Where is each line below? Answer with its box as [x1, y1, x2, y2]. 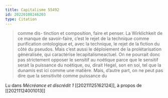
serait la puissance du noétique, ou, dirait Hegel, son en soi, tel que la [17, 62, 161, 68]
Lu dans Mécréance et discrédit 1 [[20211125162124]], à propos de [5, 82, 142, 88]
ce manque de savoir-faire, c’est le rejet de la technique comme [17, 35, 149, 41]
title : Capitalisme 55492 [5, 7, 59, 12]
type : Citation [5, 16, 37, 21]
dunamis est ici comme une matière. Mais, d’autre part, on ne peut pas [17, 67, 163, 73]
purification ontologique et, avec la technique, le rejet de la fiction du [17, 41, 160, 47]
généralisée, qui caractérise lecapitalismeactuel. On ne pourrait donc [17, 51, 160, 57]
